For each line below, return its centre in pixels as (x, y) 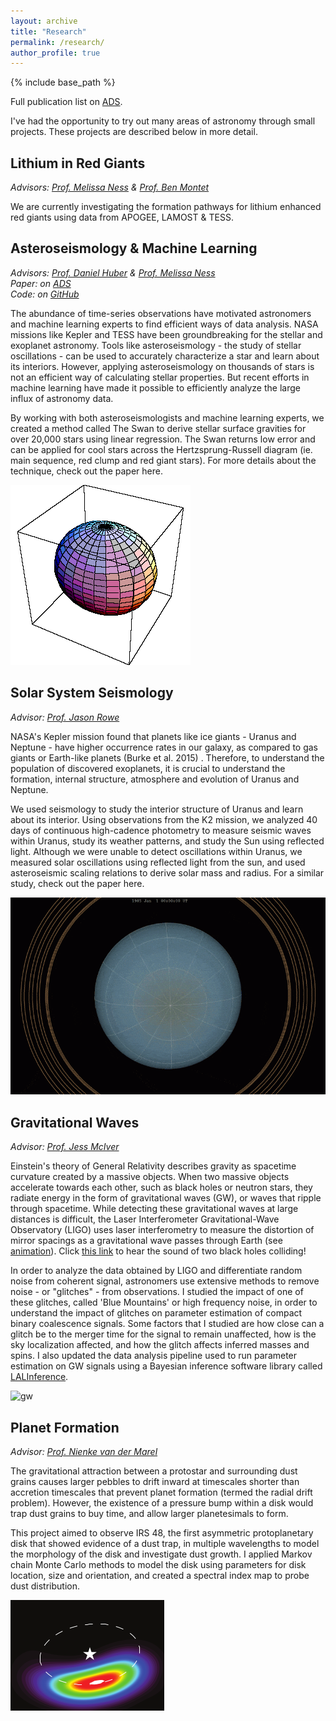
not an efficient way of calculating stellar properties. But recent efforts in (160, 377)
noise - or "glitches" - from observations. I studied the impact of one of (157, 1292)
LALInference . (39, 1377)
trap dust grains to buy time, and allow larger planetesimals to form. (149, 1513)
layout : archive (44, 21)
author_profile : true (55, 53)
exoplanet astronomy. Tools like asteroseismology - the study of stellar (156, 345)
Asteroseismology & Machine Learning (134, 248)
